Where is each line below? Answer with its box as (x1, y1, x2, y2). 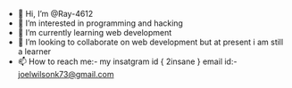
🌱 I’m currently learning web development (17, 28, 172, 37)
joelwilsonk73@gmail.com (17, 69, 114, 79)
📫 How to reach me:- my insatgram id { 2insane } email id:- (17, 56, 238, 67)
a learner (17, 46, 52, 57)
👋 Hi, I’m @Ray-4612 (17, 9, 94, 19)
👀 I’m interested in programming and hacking (17, 18, 183, 28)
